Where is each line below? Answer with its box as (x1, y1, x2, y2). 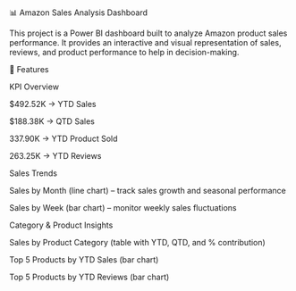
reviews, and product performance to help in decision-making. (9, 47, 240, 57)
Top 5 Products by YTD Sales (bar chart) (9, 254, 159, 265)
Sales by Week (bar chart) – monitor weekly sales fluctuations (9, 203, 237, 212)
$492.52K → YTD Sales (9, 99, 97, 109)
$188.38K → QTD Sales (9, 116, 96, 127)
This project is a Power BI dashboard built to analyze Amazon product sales (9, 28, 288, 38)
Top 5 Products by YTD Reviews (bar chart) (9, 271, 170, 282)
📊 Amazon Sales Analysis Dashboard (9, 7, 148, 18)
